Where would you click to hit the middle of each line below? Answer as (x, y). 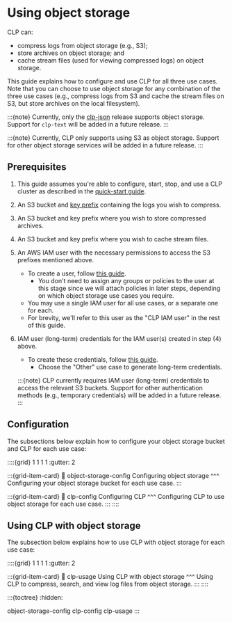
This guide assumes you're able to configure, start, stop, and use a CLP (120, 184)
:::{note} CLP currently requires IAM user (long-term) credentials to (113, 380)
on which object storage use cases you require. (106, 295)
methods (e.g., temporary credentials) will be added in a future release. (119, 395)
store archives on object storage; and (71, 53)
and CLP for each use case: (47, 448)
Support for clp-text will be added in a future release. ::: (88, 124)
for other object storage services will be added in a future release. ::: (105, 145)
